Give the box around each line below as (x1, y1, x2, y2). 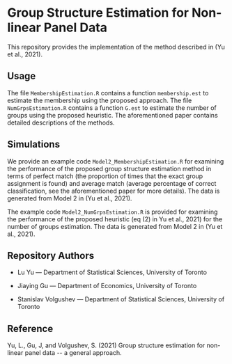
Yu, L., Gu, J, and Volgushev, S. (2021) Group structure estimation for (7, 341, 206, 349)
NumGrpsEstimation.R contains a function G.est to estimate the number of (7, 103, 217, 112)
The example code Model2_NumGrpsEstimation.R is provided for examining (7, 207, 218, 216)
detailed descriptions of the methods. (7, 118, 115, 127)
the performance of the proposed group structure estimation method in (7, 164, 212, 173)
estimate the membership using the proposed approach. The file (7, 96, 192, 104)
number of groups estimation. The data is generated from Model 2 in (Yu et (7, 222, 223, 230)
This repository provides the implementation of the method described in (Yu (7, 42, 225, 51)
